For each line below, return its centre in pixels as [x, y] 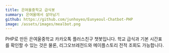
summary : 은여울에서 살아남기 [33, 15]
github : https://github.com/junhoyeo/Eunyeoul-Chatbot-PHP [69, 19]
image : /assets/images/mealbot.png [43, 24]
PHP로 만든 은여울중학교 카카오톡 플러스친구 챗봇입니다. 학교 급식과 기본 [77, 39]
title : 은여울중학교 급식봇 [30, 10]
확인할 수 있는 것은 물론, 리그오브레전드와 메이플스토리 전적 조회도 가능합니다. [87, 45]
